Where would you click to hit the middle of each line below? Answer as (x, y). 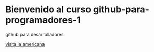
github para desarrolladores (35, 34)
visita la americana (25, 44)
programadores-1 (43, 20)
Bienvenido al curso (48, 9)
